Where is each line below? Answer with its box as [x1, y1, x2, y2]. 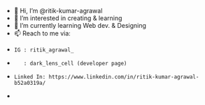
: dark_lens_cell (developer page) [23, 60, 127, 67]
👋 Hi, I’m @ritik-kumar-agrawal [13, 7, 103, 15]
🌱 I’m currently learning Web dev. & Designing [13, 22, 147, 29]
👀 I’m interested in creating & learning [13, 14, 122, 22]
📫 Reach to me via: [13, 29, 71, 38]
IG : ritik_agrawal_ [13, 47, 74, 54]
